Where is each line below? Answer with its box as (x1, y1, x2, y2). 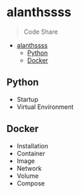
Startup (16, 95, 39, 103)
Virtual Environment (16, 103, 74, 111)
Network (16, 164, 43, 172)
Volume (16, 172, 39, 180)
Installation (16, 141, 49, 150)
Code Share (23, 27, 59, 36)
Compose (16, 179, 45, 187)
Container (16, 149, 46, 157)
